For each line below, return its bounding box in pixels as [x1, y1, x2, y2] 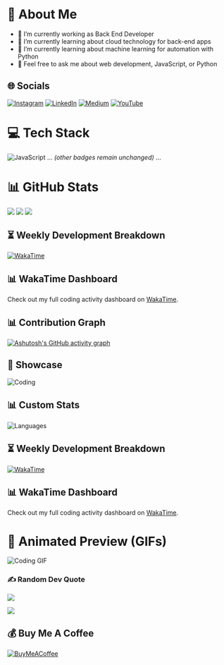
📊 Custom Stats [7, 399, 80, 411]
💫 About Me [7, 6, 77, 23]
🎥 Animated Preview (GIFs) [7, 533, 167, 549]
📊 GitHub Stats [7, 179, 99, 195]
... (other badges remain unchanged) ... [46, 153, 162, 161]
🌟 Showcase [7, 359, 63, 371]
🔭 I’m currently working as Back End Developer [17, 30, 154, 38]
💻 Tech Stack [7, 125, 90, 140]
